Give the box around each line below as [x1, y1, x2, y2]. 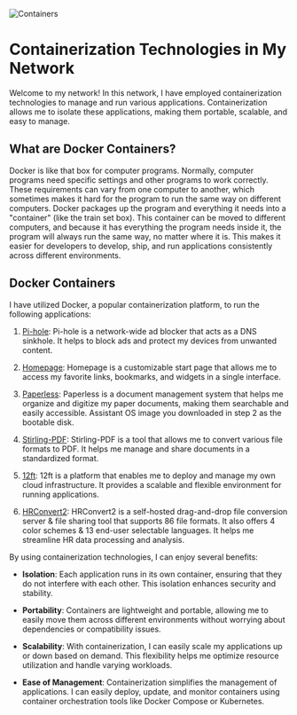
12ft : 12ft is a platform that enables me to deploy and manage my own [21, 470, 277, 481]
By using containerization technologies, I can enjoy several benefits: [9, 551, 259, 562]
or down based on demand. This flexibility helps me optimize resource [21, 650, 279, 661]
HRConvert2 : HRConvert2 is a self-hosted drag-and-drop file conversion [21, 506, 288, 516]
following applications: [9, 309, 91, 319]
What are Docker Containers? [9, 142, 176, 157]
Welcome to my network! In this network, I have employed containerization [9, 87, 282, 98]
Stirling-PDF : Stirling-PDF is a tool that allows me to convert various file [21, 434, 284, 444]
